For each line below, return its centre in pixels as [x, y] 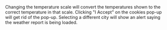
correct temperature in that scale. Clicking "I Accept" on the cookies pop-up [83, 12]
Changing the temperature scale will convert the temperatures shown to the [83, 7]
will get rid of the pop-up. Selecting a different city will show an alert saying [83, 17]
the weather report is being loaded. [41, 22]
